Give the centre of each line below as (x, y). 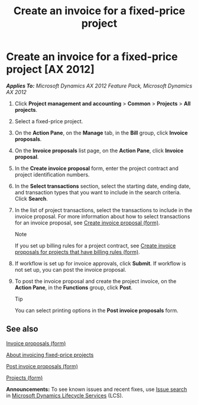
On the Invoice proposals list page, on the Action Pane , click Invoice (99, 150)
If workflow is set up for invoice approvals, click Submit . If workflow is (100, 263)
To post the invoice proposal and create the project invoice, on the (95, 281)
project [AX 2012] (50, 70)
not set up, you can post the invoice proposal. (70, 269)
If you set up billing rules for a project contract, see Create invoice (95, 245)
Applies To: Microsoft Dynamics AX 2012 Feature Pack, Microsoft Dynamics (99, 86)
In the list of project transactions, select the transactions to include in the (103, 210)
